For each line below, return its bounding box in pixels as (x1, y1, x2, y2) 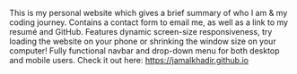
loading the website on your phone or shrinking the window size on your (9, 36, 276, 46)
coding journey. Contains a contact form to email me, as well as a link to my (9, 17, 289, 28)
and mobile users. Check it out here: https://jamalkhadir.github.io (9, 55, 249, 65)
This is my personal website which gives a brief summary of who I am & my (9, 8, 288, 18)
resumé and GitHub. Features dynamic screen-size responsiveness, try (9, 27, 273, 37)
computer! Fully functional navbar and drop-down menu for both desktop (9, 45, 280, 56)
